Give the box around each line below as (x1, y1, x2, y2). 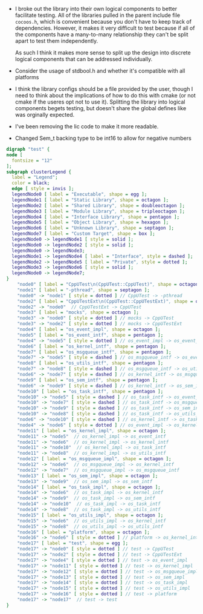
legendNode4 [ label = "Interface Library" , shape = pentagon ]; (11, 214, 180, 220)
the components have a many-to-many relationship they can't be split (14, 31, 188, 38)
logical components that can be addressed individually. (14, 56, 153, 62)
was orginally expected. (14, 111, 75, 118)
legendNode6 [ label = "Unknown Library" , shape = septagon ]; (11, 225, 175, 231)
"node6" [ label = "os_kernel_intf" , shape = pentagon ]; (17, 343, 166, 349)
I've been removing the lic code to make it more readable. (14, 123, 159, 130)
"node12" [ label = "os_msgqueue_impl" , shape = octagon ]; (17, 456, 172, 462)
